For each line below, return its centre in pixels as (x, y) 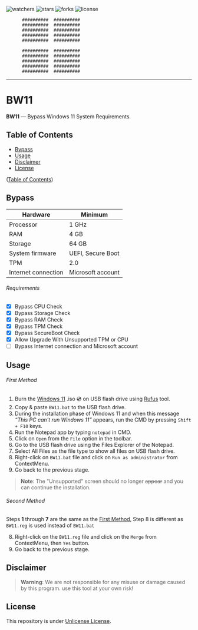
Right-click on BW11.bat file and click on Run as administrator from (96, 457)
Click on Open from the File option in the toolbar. (73, 438)
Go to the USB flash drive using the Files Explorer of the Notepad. (94, 445)
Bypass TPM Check (39, 326)
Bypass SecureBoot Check (47, 333)
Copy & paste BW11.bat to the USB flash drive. (70, 407)
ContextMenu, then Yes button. (52, 543)
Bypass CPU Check (38, 306)
